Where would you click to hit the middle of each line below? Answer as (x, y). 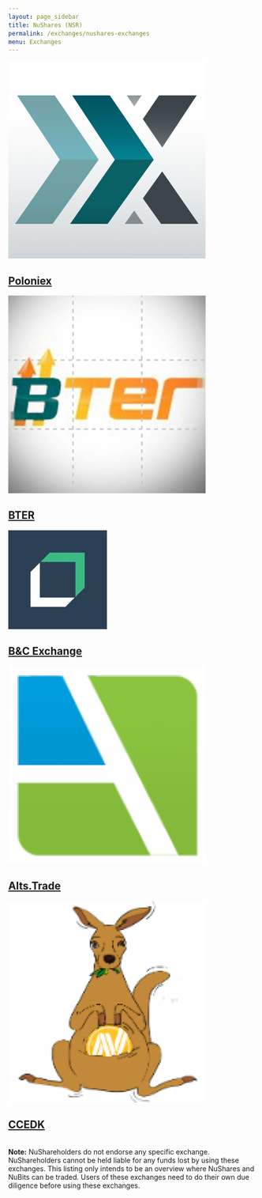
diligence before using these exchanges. (74, 1185)
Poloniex (30, 281)
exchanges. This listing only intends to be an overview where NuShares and (131, 1169)
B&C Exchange (45, 651)
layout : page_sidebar (44, 17)
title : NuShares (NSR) (45, 25)
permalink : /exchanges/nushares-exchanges (79, 33)
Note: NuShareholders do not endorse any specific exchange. (109, 1152)
